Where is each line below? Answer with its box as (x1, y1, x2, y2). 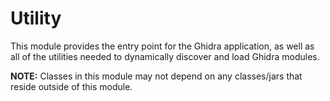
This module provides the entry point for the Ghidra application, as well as (10, 40, 315, 52)
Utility (10, 7, 62, 30)
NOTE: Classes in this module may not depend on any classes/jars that (10, 70, 303, 82)
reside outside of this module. (10, 80, 133, 92)
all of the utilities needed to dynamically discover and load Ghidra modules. (10, 50, 320, 62)
